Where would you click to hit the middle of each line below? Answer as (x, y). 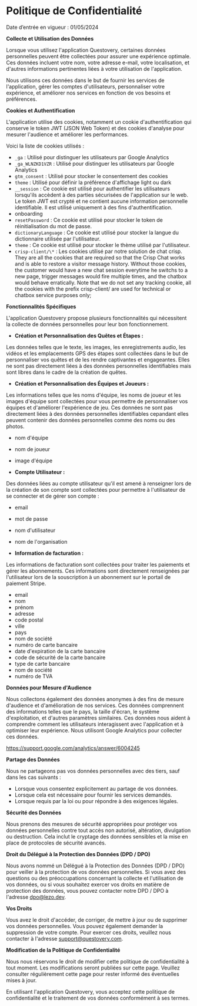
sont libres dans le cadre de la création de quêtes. (67, 372)
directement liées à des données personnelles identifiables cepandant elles (98, 413)
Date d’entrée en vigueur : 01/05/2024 (52, 27)
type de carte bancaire (42, 663)
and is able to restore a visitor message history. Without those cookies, (101, 264)
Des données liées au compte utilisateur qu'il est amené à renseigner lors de (99, 483)
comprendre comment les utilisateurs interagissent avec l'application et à (95, 724)
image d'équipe (34, 461)
